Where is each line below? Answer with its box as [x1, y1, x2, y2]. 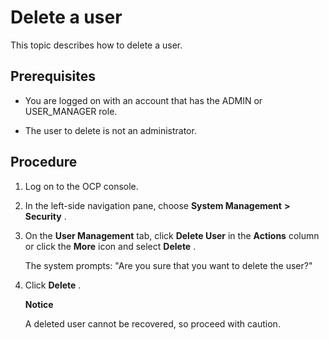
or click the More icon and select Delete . [24, 240, 197, 252]
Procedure [10, 154, 78, 171]
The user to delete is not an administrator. [24, 124, 197, 136]
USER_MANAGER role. [24, 105, 118, 117]
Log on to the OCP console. [24, 180, 139, 192]
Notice [24, 298, 54, 310]
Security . [24, 210, 67, 222]
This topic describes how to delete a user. [10, 39, 183, 51]
